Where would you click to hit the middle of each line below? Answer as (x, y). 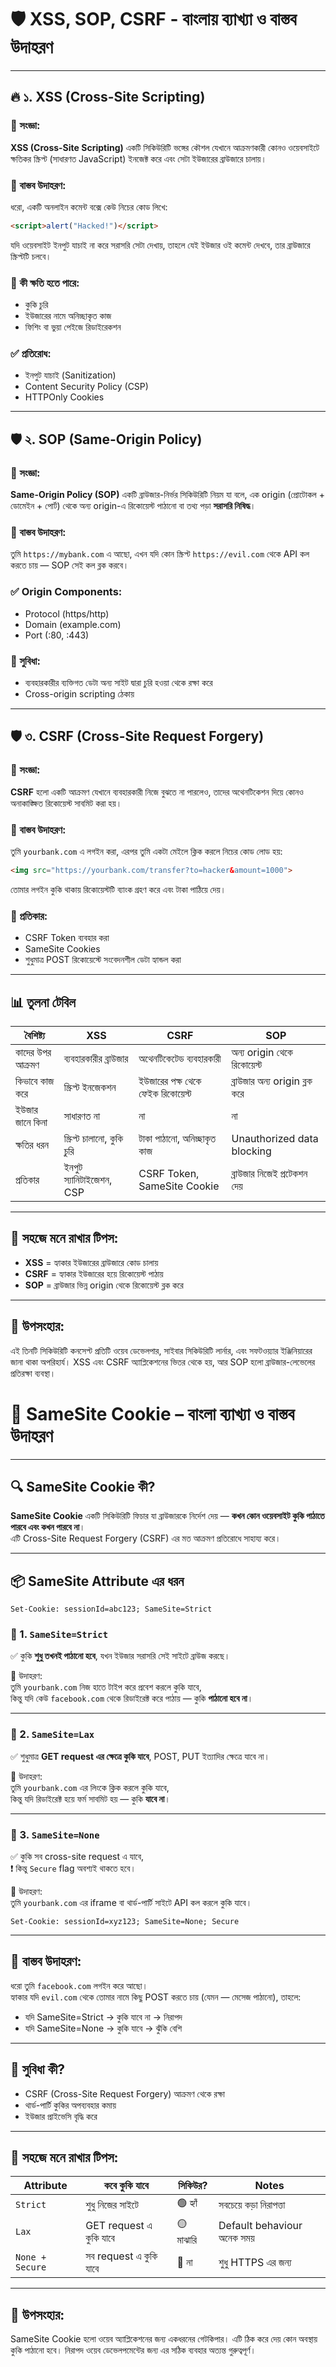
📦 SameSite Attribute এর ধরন (97, 1581)
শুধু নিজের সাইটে (112, 2204)
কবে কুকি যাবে (126, 2186)
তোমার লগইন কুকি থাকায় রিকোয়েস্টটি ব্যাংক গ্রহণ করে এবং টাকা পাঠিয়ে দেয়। (118, 889)
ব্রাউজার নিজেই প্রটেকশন (269, 1173)
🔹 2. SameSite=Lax (52, 1734)
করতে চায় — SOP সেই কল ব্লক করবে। (70, 565)
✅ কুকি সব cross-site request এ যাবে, (77, 1857)
